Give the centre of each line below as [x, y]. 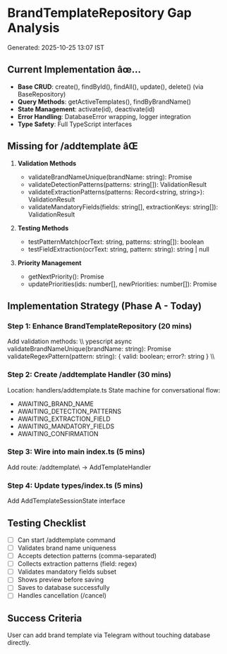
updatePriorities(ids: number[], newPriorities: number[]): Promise [122, 284]
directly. [19, 643]
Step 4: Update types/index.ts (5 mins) [75, 486]
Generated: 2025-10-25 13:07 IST [56, 47]
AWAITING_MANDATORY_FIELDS [66, 426]
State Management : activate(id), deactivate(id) [86, 109]
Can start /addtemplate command [67, 540]
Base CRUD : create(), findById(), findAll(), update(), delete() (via [110, 87]
